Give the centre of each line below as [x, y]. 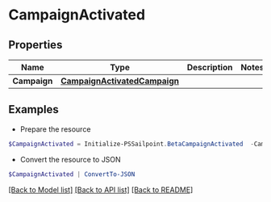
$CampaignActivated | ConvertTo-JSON [72, 174]
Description [210, 67]
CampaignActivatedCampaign [120, 81]
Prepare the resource [55, 129]
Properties [35, 45]
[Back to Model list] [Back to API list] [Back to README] [101, 189]
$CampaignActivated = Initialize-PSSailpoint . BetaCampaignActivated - [131, 144]
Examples [33, 109]
